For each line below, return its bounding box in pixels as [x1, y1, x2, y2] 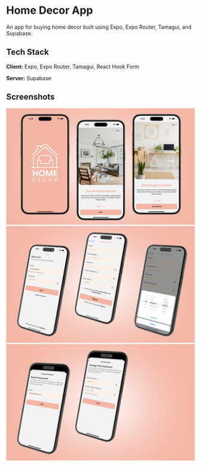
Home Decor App [6, 4, 93, 17]
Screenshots [6, 92, 55, 102]
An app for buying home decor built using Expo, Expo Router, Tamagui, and [6, 23, 192, 30]
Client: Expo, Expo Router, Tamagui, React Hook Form [6, 63, 139, 70]
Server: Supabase [6, 74, 52, 81]
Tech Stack [6, 47, 49, 57]
